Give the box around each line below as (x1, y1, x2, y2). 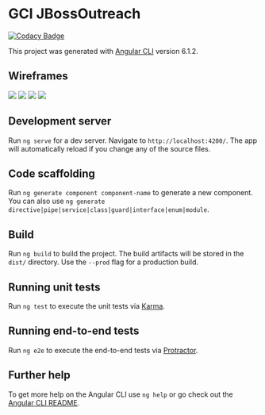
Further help (8, 368, 71, 382)
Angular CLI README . (8, 398, 80, 407)
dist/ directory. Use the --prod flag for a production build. (8, 257, 198, 267)
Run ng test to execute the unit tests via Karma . (8, 302, 165, 310)
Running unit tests (8, 280, 101, 294)
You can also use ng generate (8, 196, 106, 206)
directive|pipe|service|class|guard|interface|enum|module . (8, 205, 209, 214)
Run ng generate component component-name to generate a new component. (8, 188, 254, 198)
